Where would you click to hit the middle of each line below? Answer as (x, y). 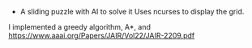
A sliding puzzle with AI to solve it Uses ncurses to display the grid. (132, 12)
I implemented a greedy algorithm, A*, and (80, 27)
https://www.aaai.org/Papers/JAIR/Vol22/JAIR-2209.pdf (102, 36)
